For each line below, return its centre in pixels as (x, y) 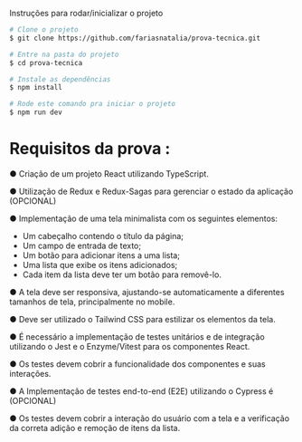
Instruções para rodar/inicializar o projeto (86, 13)
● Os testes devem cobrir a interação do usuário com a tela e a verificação (150, 418)
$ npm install (36, 88)
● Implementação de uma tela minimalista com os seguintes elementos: (144, 218)
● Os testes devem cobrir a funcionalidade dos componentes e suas (137, 364)
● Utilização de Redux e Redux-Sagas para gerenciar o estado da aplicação (151, 191)
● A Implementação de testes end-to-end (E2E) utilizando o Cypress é (142, 391)
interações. (30, 373)
